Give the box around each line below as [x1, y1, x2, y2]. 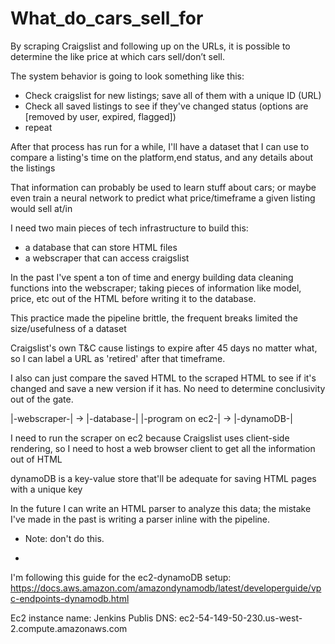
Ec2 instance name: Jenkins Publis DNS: [10, 612, 178, 624]
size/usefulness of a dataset [10, 322, 127, 334]
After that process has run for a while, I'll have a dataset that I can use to [10, 140, 310, 152]
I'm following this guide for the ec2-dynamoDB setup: [10, 571, 232, 583]
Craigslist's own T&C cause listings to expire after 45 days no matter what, [10, 342, 318, 354]
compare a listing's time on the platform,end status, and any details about [10, 151, 314, 163]
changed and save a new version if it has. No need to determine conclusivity [10, 382, 326, 394]
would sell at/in [10, 202, 73, 214]
